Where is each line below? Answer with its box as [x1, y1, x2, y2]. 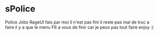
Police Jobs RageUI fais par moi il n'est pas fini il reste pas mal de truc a [5, 19, 150, 25]
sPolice [5, 3, 35, 14]
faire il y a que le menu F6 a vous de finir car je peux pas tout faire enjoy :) [5, 24, 154, 30]
